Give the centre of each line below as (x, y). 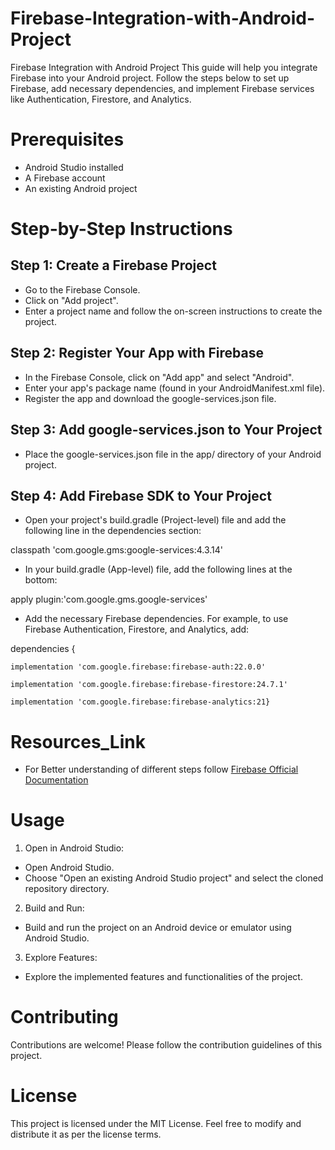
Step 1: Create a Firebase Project (113, 265)
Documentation (56, 780)
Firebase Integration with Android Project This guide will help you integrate (164, 67)
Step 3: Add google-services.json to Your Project (166, 430)
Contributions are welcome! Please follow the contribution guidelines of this (166, 1045)
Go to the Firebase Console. (82, 289)
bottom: (41, 580)
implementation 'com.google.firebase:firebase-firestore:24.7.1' (149, 685)
